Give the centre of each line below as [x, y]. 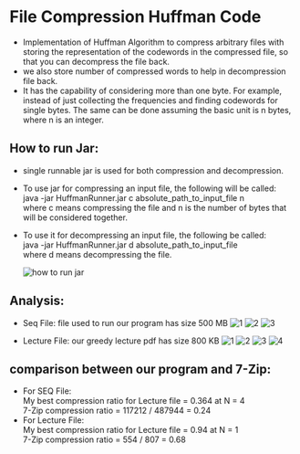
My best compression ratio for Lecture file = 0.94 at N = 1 [130, 430]
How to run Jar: [54, 148]
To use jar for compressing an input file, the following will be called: [149, 188]
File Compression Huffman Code [135, 17]
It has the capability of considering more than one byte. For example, [152, 90]
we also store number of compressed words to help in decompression [154, 71]
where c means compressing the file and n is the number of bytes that [155, 207]
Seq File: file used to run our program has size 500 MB [125, 322]
